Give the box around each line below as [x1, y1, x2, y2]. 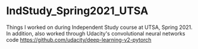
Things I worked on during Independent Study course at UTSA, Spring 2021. [6, 24, 193, 31]
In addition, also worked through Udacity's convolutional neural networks [6, 30, 186, 37]
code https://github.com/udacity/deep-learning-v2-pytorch [6, 36, 152, 43]
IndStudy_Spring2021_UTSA [6, 4, 149, 18]
